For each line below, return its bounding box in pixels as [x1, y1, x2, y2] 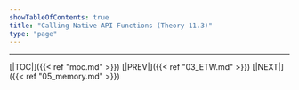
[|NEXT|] [252, 62, 285, 72]
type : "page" [9, 29, 58, 38]
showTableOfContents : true [9, 12, 109, 22]
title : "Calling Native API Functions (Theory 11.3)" [9, 21, 214, 30]
